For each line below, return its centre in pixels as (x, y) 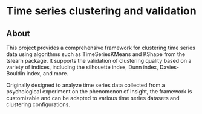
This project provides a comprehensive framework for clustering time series (101, 48)
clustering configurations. (38, 104)
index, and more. (47, 73)
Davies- (169, 67)
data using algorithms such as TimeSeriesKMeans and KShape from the (96, 54)
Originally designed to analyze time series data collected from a (86, 85)
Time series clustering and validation (101, 11)
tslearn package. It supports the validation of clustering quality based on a (99, 61)
